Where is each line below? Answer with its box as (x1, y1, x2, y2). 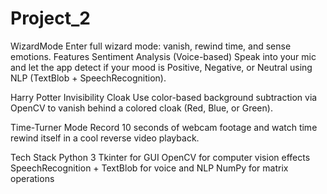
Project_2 (10, 7, 91, 30)
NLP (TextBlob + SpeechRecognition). (10, 72, 167, 84)
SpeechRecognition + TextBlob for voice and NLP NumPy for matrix (10, 162, 289, 174)
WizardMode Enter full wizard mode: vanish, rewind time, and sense (10, 40, 292, 52)
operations (10, 172, 55, 184)
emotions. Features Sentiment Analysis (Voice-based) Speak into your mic (10, 50, 317, 62)
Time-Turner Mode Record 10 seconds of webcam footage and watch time (10, 121, 318, 133)
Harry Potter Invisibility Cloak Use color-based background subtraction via (10, 91, 318, 103)
